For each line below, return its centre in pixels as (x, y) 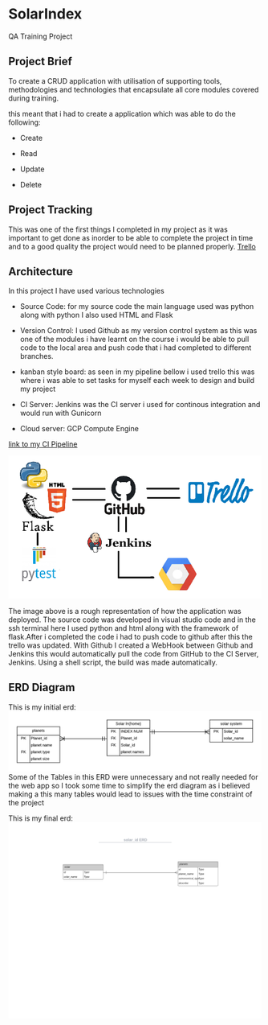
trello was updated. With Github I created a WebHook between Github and (131, 645)
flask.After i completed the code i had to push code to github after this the (130, 636)
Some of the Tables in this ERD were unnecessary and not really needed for (133, 776)
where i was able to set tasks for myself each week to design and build (137, 381)
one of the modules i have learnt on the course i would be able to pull (134, 340)
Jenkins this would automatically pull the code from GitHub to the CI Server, (134, 653)
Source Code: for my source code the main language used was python (137, 307)
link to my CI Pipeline (43, 444)
